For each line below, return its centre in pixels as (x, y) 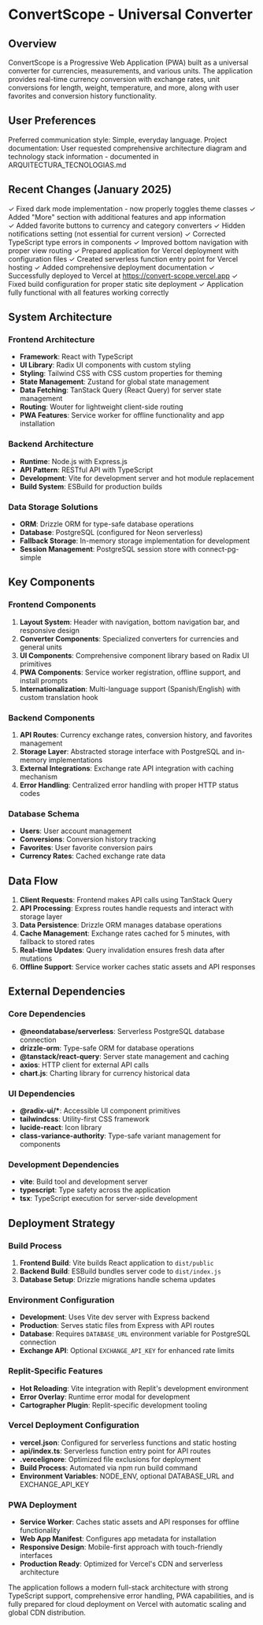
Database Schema (44, 813)
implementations (76, 760)
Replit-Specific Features (56, 1371)
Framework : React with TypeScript (76, 357)
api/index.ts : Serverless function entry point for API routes (115, 1451)
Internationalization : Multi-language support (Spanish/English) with (130, 689)
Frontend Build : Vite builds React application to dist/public (117, 1262)
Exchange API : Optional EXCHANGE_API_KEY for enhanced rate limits (127, 1351)
